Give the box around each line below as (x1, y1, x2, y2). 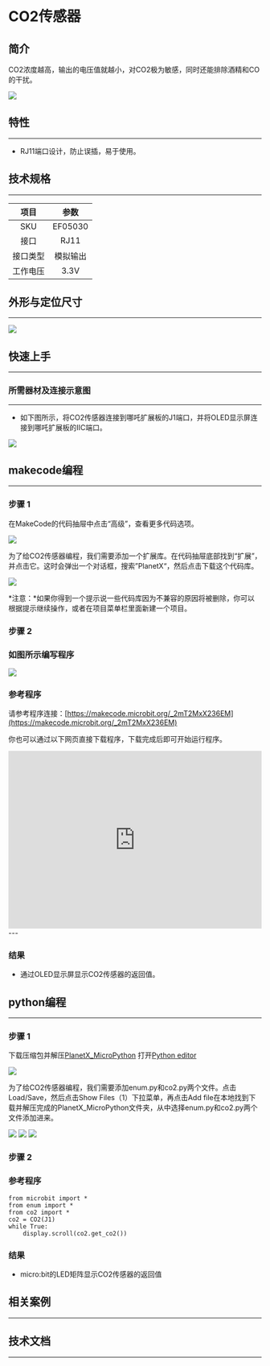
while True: (8, 1222, 48, 1231)
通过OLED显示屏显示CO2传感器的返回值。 (19, 970, 160, 979)
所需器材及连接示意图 (8, 385, 91, 396)
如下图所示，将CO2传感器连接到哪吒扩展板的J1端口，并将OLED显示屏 (19, 412, 252, 422)
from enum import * (8, 1201, 74, 1209)
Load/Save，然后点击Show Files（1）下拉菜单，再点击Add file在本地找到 (8, 1093, 249, 1103)
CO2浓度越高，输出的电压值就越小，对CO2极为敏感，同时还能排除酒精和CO (8, 65, 260, 74)
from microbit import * (8, 1194, 88, 1202)
